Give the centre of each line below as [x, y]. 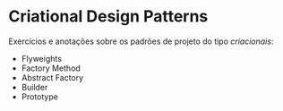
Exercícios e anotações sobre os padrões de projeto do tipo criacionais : [141, 41]
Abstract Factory [52, 77]
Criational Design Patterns [108, 17]
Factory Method [51, 68]
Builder [34, 87]
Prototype [40, 97]
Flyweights [41, 58]
